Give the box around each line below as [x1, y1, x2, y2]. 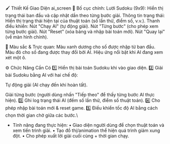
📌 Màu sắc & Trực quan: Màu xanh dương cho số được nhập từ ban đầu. [5, 44, 156, 50]
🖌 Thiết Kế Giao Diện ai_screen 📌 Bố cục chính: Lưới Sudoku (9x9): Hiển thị [5, 5, 163, 11]
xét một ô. [5, 55, 26, 60]
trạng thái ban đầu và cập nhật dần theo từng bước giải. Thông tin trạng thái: [5, 13, 165, 18]
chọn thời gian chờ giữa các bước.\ [5, 112, 78, 118]
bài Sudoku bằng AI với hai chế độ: [5, 72, 78, 78]
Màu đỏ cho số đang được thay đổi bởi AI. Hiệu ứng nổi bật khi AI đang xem [5, 49, 163, 55]
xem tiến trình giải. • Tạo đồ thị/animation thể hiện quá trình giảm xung [12, 127, 160, 133]
